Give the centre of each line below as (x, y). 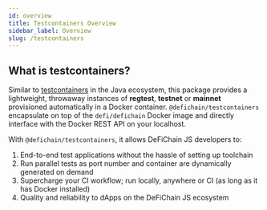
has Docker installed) (55, 189)
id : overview (30, 16)
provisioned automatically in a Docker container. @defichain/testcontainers (133, 107)
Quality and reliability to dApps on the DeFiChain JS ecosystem (124, 198)
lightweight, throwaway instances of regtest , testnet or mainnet (115, 99)
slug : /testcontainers (46, 38)
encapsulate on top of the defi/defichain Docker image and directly (121, 115)
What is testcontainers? (69, 70)
